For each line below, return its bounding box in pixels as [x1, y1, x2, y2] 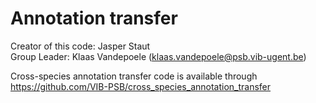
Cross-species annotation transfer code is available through [10, 70, 258, 82]
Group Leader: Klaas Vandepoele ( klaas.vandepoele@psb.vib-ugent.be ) [10, 50, 307, 62]
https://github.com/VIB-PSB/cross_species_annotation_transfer [10, 80, 272, 92]
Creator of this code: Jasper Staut [10, 40, 151, 52]
